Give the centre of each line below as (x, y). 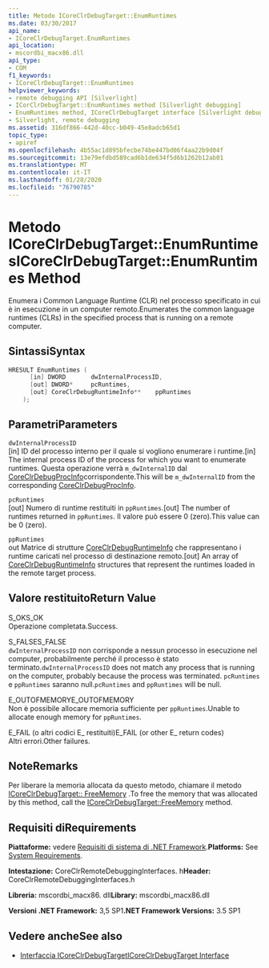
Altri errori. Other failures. (49, 741)
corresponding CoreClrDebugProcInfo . (72, 485)
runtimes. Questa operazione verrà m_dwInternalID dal (98, 468)
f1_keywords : (30, 75)
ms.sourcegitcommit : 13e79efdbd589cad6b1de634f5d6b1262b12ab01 (116, 157)
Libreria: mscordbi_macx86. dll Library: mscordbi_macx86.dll (109, 895)
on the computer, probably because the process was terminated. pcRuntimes (134, 676)
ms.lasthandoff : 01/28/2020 (55, 180)
